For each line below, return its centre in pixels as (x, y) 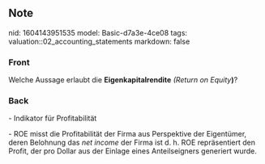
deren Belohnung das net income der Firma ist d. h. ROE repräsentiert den (132, 143)
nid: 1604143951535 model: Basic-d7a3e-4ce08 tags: (98, 32)
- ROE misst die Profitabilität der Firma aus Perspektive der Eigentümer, (128, 134)
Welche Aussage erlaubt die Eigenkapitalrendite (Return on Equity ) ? (123, 80)
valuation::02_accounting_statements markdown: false (99, 41)
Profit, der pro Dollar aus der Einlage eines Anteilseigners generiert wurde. (133, 151)
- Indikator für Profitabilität (53, 118)
